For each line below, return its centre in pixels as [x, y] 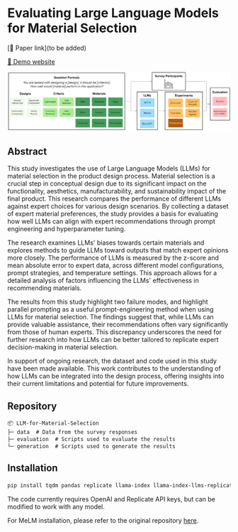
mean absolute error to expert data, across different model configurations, [116, 265]
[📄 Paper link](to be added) [47, 48]
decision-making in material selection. [63, 347]
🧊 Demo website [31, 61]
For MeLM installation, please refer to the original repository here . [103, 520]
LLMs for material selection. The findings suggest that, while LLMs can [110, 317]
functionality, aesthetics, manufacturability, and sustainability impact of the [117, 191]
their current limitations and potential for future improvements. [98, 384]
